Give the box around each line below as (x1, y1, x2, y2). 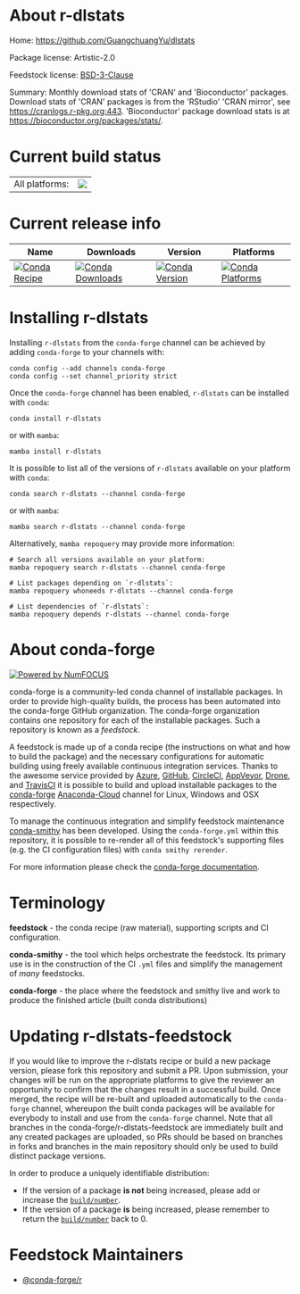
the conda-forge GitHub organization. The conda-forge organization (9, 705, 261, 716)
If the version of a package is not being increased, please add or (21, 1184, 261, 1196)
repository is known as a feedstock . (9, 724, 141, 734)
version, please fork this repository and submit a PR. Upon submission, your (9, 1065, 288, 1075)
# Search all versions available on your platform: (9, 555, 205, 564)
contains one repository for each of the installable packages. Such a (9, 715, 261, 726)
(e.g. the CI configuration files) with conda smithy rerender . (9, 844, 228, 855)
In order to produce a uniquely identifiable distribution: (9, 1167, 210, 1178)
